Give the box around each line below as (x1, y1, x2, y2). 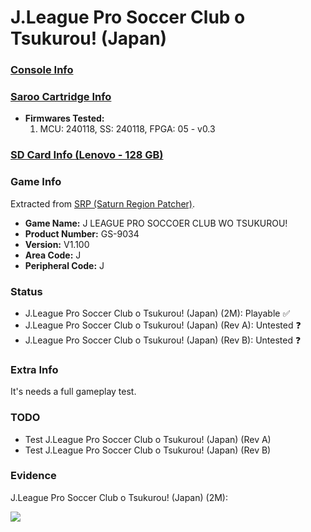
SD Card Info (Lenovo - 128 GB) (10, 148, 164, 162)
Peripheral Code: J (24, 259, 105, 271)
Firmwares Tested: (24, 112, 105, 125)
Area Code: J (24, 249, 82, 261)
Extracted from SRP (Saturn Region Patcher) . (10, 197, 196, 210)
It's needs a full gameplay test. (10, 386, 137, 398)
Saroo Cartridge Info (10, 90, 112, 104)
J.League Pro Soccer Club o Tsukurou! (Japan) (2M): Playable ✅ (24, 307, 291, 319)
